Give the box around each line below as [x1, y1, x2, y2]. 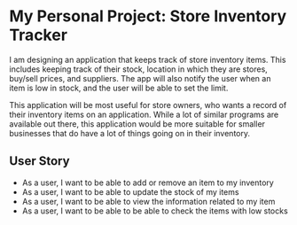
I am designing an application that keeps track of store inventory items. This [9, 54, 286, 65]
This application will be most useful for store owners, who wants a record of [9, 99, 287, 110]
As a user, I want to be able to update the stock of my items [21, 186, 239, 197]
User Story [9, 153, 70, 169]
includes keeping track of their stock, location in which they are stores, [9, 64, 268, 74]
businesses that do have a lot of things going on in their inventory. [9, 128, 251, 138]
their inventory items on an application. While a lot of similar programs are [9, 109, 279, 120]
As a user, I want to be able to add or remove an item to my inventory [21, 177, 275, 188]
